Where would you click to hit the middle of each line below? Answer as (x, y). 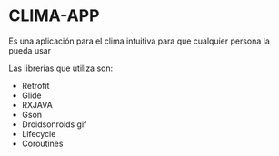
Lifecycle (39, 133)
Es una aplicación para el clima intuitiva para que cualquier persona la (139, 41)
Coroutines (42, 143)
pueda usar (30, 50)
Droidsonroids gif (54, 124)
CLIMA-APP (54, 16)
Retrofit (35, 85)
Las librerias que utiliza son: (61, 68)
